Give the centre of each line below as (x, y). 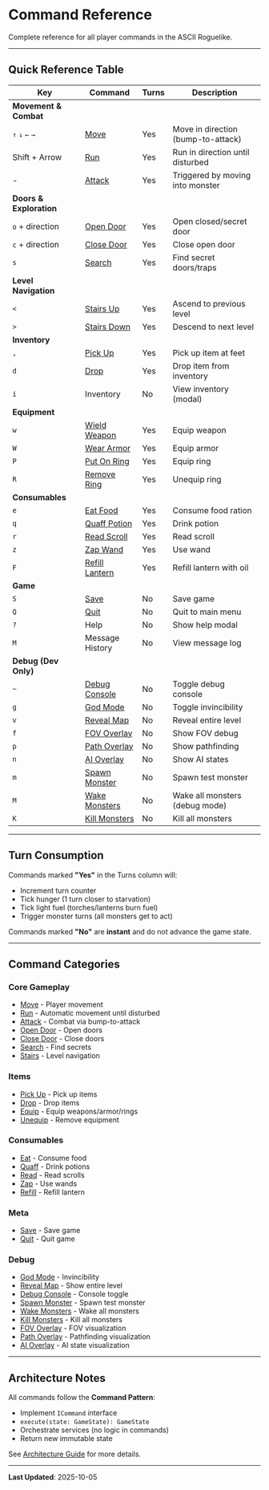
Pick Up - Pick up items (58, 1094)
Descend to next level (213, 327)
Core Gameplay (39, 987)
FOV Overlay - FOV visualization (73, 1328)
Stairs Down (108, 327)
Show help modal (205, 625)
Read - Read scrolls (52, 1174)
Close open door (204, 244)
